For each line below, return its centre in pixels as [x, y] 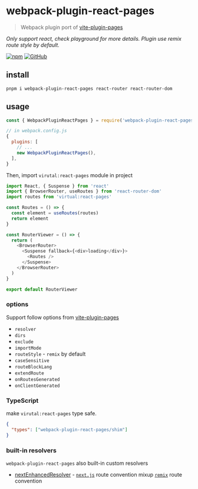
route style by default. [33, 45]
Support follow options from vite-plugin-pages [62, 317]
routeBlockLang [33, 367]
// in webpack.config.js [37, 131]
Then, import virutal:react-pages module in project [70, 175]
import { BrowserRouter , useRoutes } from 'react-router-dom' [84, 191]
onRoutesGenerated [37, 379]
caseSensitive [32, 361]
